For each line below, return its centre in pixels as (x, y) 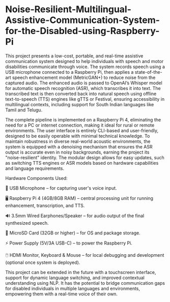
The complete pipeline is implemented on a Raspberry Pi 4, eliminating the (83, 119)
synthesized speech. (27, 223)
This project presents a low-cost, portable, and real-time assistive (74, 56)
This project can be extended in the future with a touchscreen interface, (81, 272)
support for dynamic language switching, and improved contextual (75, 278)
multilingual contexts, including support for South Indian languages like (80, 104)
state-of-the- (148, 72)
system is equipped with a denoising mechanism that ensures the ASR (79, 146)
